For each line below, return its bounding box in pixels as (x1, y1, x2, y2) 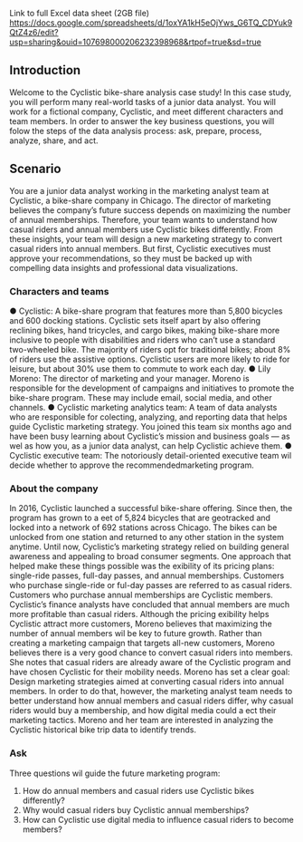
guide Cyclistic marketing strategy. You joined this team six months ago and (9, 421, 292, 431)
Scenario (9, 161, 62, 177)
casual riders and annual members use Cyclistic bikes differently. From (9, 224, 273, 235)
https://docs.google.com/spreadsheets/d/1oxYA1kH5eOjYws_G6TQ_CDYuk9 (9, 17, 293, 28)
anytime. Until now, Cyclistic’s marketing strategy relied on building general (9, 541, 289, 552)
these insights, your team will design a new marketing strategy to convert (9, 233, 283, 244)
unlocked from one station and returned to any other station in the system (9, 532, 285, 543)
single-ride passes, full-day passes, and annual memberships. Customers (9, 570, 285, 581)
